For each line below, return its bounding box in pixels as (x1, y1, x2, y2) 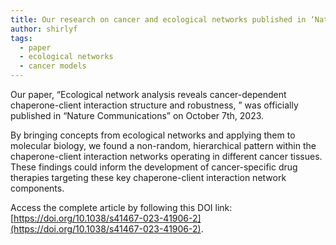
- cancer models (19, 61, 87, 71)
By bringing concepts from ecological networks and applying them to (10, 129, 296, 141)
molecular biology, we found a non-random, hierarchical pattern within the (10, 140, 317, 151)
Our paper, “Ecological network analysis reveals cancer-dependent (10, 89, 287, 100)
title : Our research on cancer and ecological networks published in (10, 14, 307, 25)
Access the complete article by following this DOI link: (10, 202, 233, 213)
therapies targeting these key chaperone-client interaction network (10, 172, 287, 183)
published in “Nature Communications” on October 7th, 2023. (10, 110, 265, 121)
